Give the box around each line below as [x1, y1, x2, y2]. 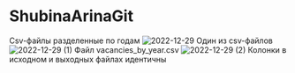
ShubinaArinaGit [9, 6, 134, 26]
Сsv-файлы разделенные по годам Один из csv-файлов [9, 35, 274, 46]
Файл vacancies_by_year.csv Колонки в [74, 44, 287, 55]
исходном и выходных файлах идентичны [9, 54, 167, 64]
